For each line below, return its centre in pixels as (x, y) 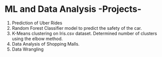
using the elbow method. (37, 39)
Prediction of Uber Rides (37, 23)
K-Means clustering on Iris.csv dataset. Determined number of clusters (84, 33)
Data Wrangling (28, 49)
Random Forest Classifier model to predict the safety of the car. (77, 28)
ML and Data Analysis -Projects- (73, 9)
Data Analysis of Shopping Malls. (46, 44)
